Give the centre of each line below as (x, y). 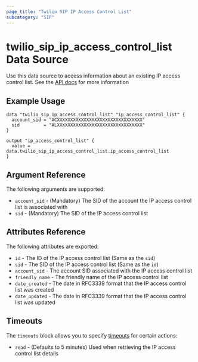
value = (21, 146)
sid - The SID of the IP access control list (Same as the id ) (87, 264)
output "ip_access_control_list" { (50, 141)
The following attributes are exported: (52, 246)
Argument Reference (46, 174)
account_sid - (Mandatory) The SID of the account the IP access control (103, 201)
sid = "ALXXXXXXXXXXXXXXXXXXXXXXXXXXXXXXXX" (78, 125)
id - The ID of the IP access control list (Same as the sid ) (85, 258)
